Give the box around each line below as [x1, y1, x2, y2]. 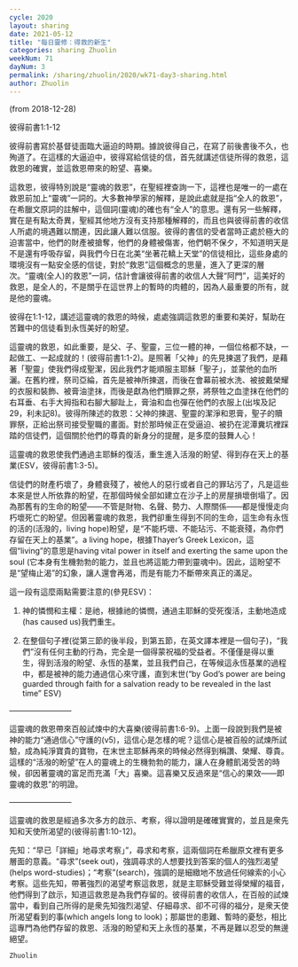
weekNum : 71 [9, 54, 53, 63]
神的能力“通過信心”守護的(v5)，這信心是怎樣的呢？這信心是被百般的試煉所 [9, 734, 279, 745]
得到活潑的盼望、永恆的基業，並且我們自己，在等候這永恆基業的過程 [37, 657, 286, 668]
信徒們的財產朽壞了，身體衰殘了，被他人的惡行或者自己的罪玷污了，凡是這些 [9, 478, 289, 489]
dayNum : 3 [9, 63, 46, 72]
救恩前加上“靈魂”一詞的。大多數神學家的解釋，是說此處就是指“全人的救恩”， [9, 193, 287, 203]
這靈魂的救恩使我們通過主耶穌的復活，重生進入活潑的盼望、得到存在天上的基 [9, 449, 289, 460]
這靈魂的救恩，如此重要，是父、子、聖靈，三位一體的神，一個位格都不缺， [9, 341, 281, 351]
